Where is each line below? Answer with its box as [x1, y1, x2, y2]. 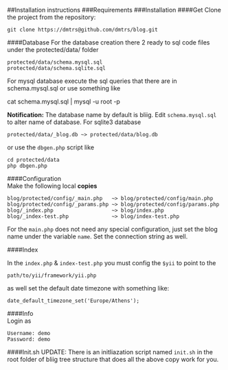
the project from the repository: [7, 13, 96, 21]
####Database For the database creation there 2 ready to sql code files [7, 38, 210, 47]
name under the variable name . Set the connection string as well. [7, 232, 188, 241]
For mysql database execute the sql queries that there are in [7, 77, 177, 85]
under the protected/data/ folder [7, 46, 99, 53]
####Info [7, 310, 34, 317]
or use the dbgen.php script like [7, 143, 95, 151]
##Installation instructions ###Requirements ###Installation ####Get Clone [7, 6, 222, 14]
